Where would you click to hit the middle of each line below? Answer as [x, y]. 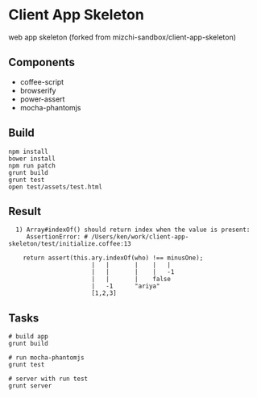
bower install [32, 159]
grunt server [30, 386]
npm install [28, 151]
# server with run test [48, 379]
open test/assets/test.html [56, 187]
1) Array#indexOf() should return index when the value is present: [133, 230]
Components [41, 62]
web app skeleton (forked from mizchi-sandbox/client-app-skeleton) [122, 37]
